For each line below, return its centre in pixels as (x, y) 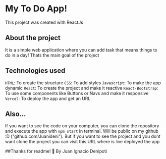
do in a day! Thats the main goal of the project (52, 55)
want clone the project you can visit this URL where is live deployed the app (83, 142)
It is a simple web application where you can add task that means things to (81, 50)
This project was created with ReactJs (44, 22)
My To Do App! (36, 9)
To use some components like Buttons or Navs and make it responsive (77, 93)
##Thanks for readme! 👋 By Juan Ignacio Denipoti (56, 151)
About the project (33, 38)
